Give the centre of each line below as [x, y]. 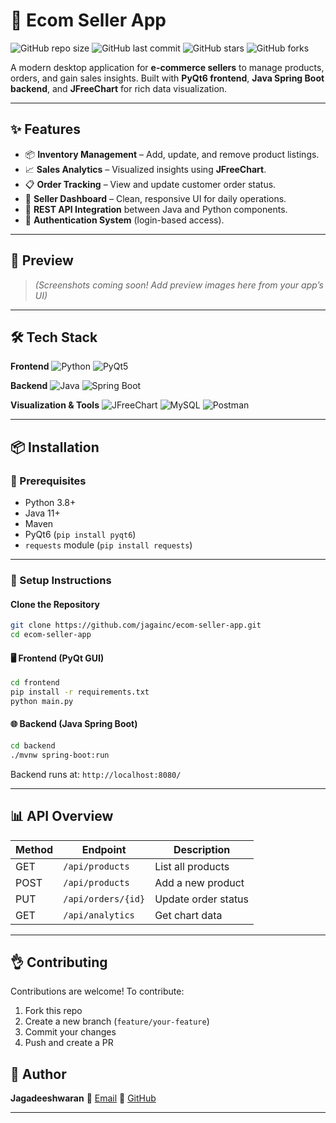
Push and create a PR [69, 1043]
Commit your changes [70, 1032]
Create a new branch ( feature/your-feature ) [117, 1021]
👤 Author [38, 1074]
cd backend [33, 745]
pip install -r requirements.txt [80, 692]
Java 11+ [42, 513]
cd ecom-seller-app [51, 635]
